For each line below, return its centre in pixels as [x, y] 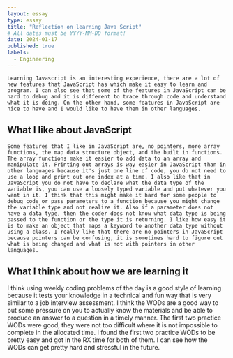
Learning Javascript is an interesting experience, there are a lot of [113, 78]
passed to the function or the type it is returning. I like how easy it [117, 219]
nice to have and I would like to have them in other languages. [104, 109]
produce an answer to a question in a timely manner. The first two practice [114, 318]
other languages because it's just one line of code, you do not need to [117, 171]
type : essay [24, 20]
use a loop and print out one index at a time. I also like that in [109, 177]
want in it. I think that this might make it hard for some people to [112, 195]
